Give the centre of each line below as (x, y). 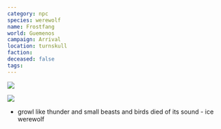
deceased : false (31, 59)
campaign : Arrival (34, 40)
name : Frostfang (31, 26)
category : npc (28, 14)
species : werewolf (34, 20)
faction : (20, 53)
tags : (15, 66)
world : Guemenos (31, 33)
